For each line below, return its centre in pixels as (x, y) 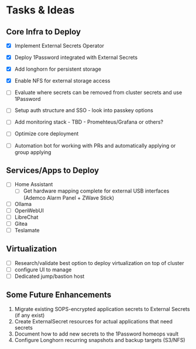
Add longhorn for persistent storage (58, 69)
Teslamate (27, 230)
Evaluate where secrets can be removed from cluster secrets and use (98, 93)
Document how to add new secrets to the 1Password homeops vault (97, 334)
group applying (33, 152)
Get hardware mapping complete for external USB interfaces (96, 191)
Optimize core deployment (47, 134)
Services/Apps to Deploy (53, 170)
